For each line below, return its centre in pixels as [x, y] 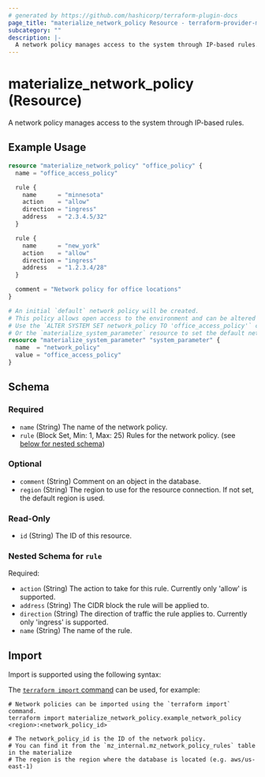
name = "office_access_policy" [67, 173]
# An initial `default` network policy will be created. [104, 311]
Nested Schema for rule [55, 556]
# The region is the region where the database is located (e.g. [118, 760]
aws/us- [243, 760]
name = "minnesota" [63, 194]
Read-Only [30, 519]
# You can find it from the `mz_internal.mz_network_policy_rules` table [132, 746]
